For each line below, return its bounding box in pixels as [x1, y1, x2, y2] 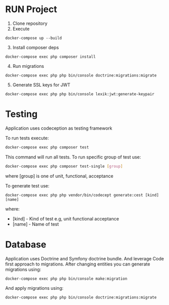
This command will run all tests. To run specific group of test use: [5, 154, 141, 160]
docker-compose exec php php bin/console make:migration [5, 276, 128, 281]
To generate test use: [5, 182, 49, 188]
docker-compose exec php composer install [5, 54, 96, 59]
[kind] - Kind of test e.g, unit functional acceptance [12, 215, 120, 221]
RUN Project [5, 4, 57, 15]
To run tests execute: [5, 135, 49, 141]
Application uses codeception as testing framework [5, 125, 112, 131]
